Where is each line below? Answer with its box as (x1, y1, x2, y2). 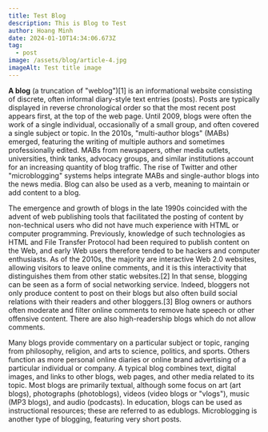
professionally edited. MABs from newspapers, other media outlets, (8, 145, 230, 154)
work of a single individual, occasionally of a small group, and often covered (8, 119, 260, 129)
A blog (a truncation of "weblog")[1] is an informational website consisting (8, 86, 253, 95)
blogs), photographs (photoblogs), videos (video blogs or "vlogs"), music (8, 389, 250, 398)
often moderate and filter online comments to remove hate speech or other (8, 305, 255, 314)
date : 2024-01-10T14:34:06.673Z (8, 34, 116, 42)
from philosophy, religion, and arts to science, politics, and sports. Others (8, 346, 250, 356)
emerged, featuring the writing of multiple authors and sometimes (8, 137, 226, 146)
